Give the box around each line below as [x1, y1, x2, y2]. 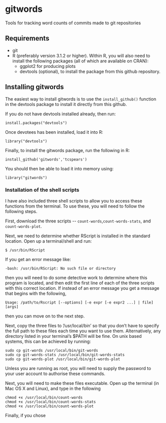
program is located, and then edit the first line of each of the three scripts [5, 280, 155, 286]
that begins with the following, [5, 290, 67, 296]
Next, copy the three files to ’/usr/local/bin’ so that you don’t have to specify [5, 322, 160, 328]
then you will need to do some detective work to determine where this [5, 274, 147, 280]
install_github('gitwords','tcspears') [5, 157, 87, 162]
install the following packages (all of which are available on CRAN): [12, 58, 149, 64]
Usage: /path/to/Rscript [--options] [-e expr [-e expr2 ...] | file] [5, 300, 154, 305]
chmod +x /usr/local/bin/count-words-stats [5, 399, 96, 404]
